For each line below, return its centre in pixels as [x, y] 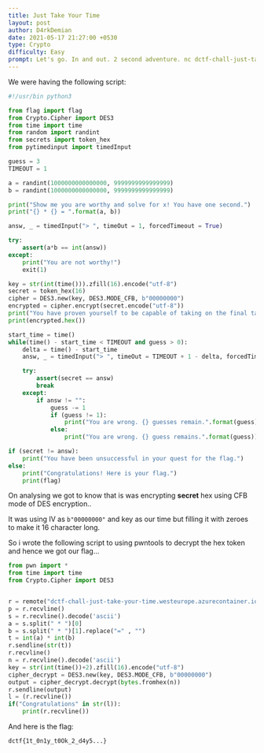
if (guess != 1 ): [79, 415]
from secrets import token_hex [59, 140]
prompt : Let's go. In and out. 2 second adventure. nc [100, 60]
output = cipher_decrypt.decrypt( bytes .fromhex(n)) [94, 682]
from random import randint [54, 132]
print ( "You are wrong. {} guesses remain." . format [149, 423]
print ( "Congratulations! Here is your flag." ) [100, 473]
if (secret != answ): [44, 451]
